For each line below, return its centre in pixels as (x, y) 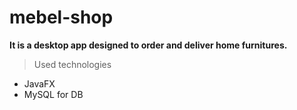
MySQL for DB (53, 94)
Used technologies (72, 64)
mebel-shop (61, 17)
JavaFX (39, 83)
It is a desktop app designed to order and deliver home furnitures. (148, 45)
